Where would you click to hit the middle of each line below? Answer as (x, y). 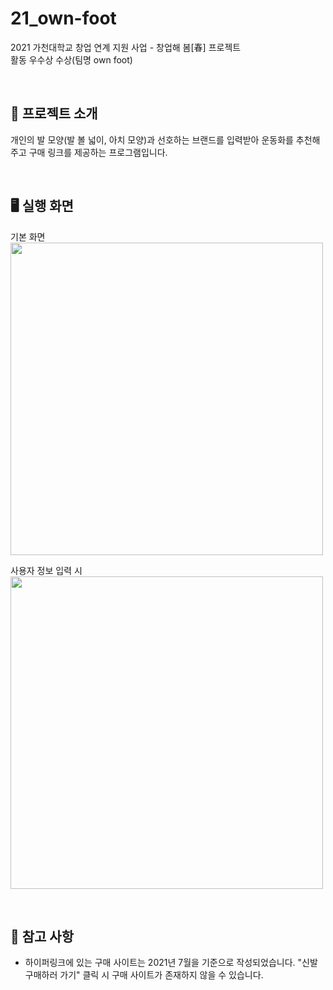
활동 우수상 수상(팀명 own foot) (71, 59)
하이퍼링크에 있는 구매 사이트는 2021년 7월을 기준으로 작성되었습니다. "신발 (171, 963)
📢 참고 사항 (42, 936)
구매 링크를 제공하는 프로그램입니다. (98, 152)
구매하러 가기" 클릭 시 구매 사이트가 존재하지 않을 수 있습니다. (144, 975)
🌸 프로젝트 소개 (54, 113)
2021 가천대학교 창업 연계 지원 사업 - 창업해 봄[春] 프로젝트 (126, 47)
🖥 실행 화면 (42, 206)
